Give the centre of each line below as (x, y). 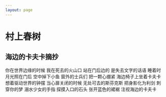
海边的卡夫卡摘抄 (32, 57)
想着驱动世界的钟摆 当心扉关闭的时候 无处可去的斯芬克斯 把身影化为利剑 (80, 83)
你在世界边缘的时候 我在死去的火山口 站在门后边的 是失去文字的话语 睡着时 (83, 70)
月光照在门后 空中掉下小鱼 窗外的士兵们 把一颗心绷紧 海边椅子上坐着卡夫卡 (83, 76)
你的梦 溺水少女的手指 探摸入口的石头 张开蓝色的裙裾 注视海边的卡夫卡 (83, 89)
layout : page (19, 10)
